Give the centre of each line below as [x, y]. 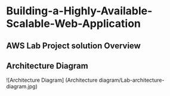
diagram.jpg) [22, 86]
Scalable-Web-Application [74, 24]
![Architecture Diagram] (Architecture [52, 80]
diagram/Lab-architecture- [132, 80]
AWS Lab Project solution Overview [74, 46]
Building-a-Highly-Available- [79, 11]
